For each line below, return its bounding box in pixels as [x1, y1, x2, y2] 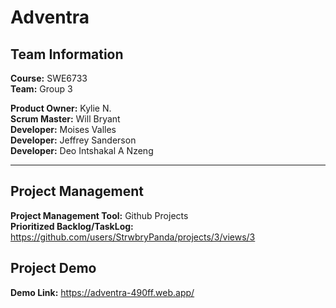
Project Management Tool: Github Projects [10, 209, 189, 221]
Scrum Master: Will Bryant [10, 113, 121, 125]
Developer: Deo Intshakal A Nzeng [10, 145, 154, 156]
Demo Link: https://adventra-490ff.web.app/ [10, 286, 195, 298]
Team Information [10, 46, 124, 63]
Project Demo [10, 260, 97, 277]
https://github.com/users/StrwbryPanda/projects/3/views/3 [10, 231, 256, 243]
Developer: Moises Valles [10, 124, 117, 135]
